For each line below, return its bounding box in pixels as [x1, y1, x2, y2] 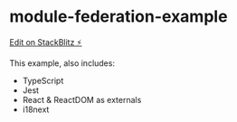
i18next [22, 104, 50, 115]
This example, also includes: [9, 57, 116, 69]
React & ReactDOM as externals [22, 94, 142, 105]
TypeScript [22, 75, 64, 86]
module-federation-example [9, 6, 228, 27]
